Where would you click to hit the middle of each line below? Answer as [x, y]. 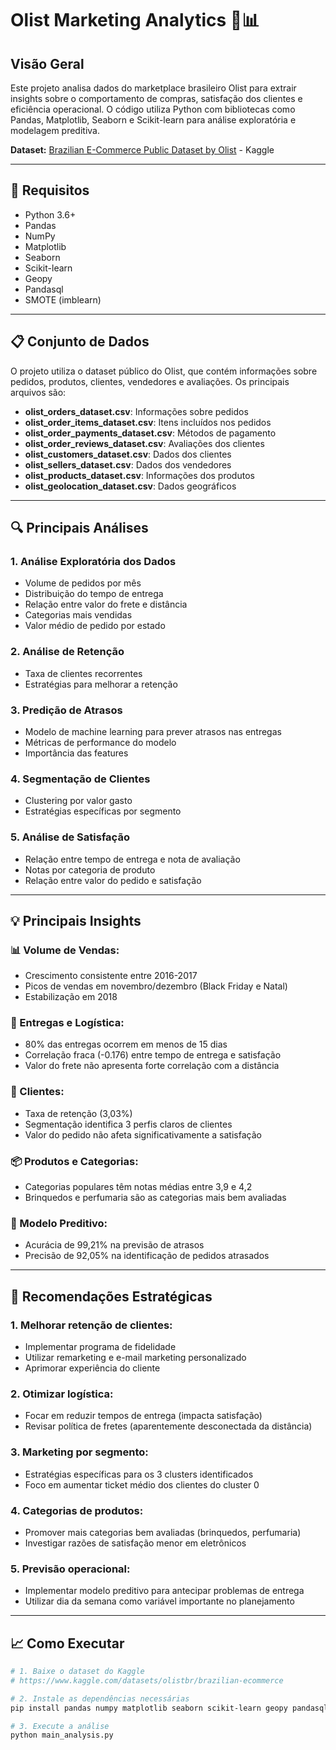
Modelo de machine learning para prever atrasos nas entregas [153, 731]
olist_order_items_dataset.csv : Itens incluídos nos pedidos [148, 422]
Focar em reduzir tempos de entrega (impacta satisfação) [143, 1416]
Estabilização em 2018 [71, 997]
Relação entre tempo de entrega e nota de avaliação [132, 859]
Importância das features [76, 753]
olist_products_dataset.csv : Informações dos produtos [139, 475]
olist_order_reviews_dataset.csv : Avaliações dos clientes [144, 443]
